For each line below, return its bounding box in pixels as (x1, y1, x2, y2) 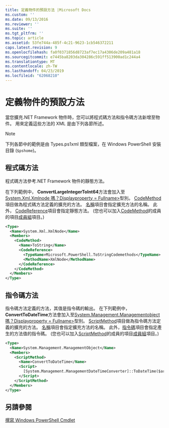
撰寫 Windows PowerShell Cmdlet (5, 417, 75, 423)
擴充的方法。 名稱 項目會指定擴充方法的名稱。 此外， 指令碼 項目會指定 (14, 324, 157, 330)
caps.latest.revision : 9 (5, 45, 57, 50)
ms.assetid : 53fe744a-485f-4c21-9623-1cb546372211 (5, 40, 114, 45)
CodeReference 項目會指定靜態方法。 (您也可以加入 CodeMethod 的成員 (15, 208, 161, 214)
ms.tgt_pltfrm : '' (5, 31, 44, 36)
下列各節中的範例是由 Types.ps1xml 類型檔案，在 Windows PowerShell (5, 141, 151, 147)
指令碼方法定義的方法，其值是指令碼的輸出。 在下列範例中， (5, 305, 130, 311)
